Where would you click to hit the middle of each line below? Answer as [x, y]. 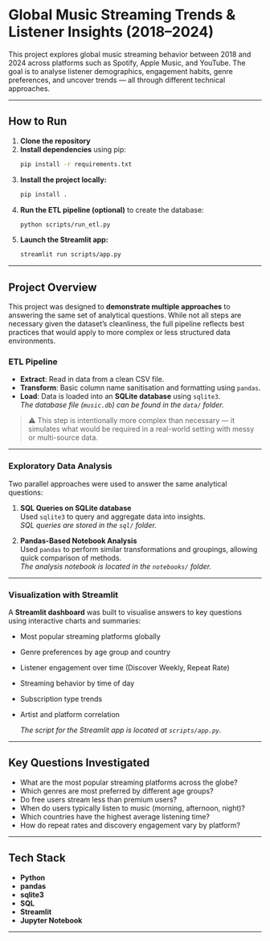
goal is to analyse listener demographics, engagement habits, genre [121, 71]
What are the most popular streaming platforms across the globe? [129, 782]
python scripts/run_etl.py [65, 224]
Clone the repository [55, 141]
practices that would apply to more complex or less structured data [119, 333]
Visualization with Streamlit [63, 595]
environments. [32, 341]
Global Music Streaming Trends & [122, 15]
